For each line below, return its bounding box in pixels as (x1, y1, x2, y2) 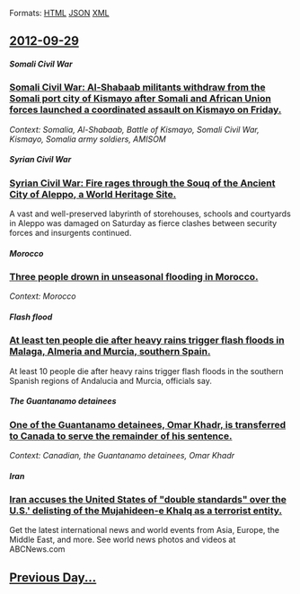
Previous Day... (9, 570, 97, 585)
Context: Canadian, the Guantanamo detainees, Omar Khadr (9, 450, 235, 461)
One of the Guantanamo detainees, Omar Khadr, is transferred (9, 418, 287, 431)
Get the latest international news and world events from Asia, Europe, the (9, 525, 280, 536)
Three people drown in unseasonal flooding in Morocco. (9, 271, 259, 284)
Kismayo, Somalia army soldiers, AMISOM (9, 134, 166, 144)
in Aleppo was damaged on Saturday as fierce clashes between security (9, 218, 278, 229)
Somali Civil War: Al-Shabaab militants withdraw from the (9, 81, 266, 93)
